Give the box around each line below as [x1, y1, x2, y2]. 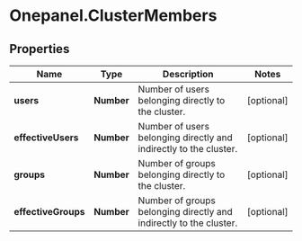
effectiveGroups [13, 206, 85, 218]
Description [162, 68, 214, 80]
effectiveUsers [13, 131, 79, 144]
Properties [9, 41, 70, 57]
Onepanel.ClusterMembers [9, 5, 218, 26]
